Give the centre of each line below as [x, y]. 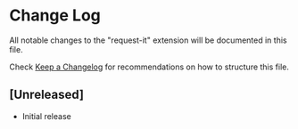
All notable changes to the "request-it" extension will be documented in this [148, 40]
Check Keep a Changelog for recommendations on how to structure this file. [149, 67]
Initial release [46, 116]
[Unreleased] [47, 95]
